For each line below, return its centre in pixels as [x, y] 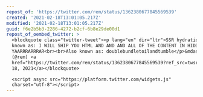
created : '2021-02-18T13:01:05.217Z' [54, 18]
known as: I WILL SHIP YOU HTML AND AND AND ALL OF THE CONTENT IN [98, 46]
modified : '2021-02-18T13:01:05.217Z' [55, 23]
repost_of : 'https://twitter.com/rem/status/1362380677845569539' [92, 12]
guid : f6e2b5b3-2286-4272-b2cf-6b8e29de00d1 [63, 29]
